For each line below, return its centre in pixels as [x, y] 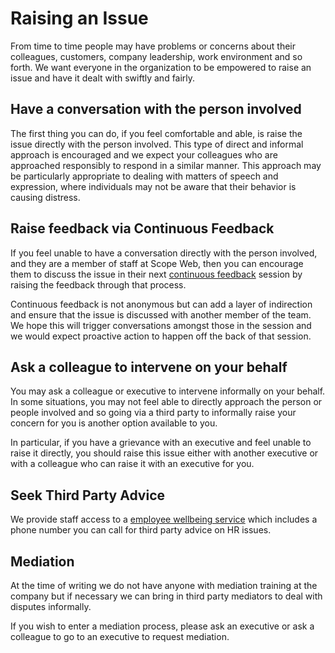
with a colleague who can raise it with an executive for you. [132, 464]
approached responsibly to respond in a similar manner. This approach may [166, 165]
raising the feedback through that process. [98, 284]
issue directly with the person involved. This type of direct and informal [157, 144]
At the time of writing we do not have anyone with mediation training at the [164, 585]
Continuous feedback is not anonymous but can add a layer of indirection [161, 304]
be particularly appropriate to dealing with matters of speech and [144, 176]
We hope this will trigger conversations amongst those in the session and [161, 325]
